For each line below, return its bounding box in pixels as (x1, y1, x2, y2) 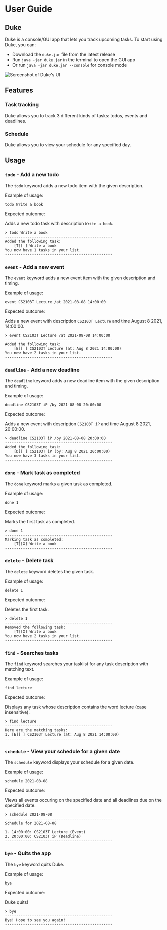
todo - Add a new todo (5, 171, 59, 178)
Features (5, 86, 33, 95)
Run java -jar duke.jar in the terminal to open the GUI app (12, 57, 136, 63)
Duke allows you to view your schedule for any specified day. (5, 141, 131, 148)
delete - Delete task (5, 557, 54, 564)
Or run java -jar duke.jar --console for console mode (12, 62, 127, 68)
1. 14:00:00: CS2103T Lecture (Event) (5, 830, 86, 835)
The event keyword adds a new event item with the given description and (5, 275, 156, 281)
